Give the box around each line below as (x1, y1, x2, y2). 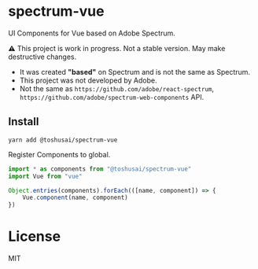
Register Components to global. (8, 149, 111, 159)
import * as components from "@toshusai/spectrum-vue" (8, 164, 192, 173)
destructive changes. (8, 52, 77, 61)
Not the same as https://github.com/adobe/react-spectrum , (19, 83, 215, 93)
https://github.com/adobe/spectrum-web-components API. (19, 92, 205, 101)
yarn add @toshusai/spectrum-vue (8, 136, 118, 144)
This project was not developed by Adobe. (19, 76, 157, 85)
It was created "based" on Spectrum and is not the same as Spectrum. (19, 67, 250, 76)
